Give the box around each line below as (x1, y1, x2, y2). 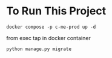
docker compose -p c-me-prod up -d (6, 24, 96, 30)
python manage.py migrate (6, 46, 71, 52)
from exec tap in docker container (6, 34, 91, 41)
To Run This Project (6, 4, 107, 18)
